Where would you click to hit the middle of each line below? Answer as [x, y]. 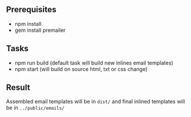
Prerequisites [31, 10]
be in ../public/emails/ [35, 108]
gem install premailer [40, 30]
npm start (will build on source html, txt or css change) [81, 69]
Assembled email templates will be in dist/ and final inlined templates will [96, 102]
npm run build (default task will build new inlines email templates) [94, 63]
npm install [28, 24]
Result [18, 88]
